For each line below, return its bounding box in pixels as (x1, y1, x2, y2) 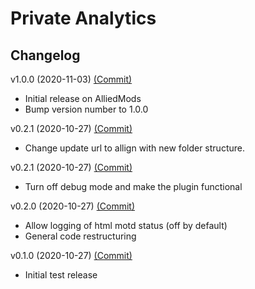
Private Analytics (10, 7, 157, 30)
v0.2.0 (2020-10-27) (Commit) (10, 200, 135, 212)
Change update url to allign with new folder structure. (24, 142, 245, 154)
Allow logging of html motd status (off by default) (24, 220, 228, 231)
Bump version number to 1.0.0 (24, 103, 149, 115)
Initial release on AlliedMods (24, 93, 142, 104)
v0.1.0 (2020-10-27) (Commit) (10, 250, 133, 261)
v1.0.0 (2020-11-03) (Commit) (10, 73, 133, 85)
